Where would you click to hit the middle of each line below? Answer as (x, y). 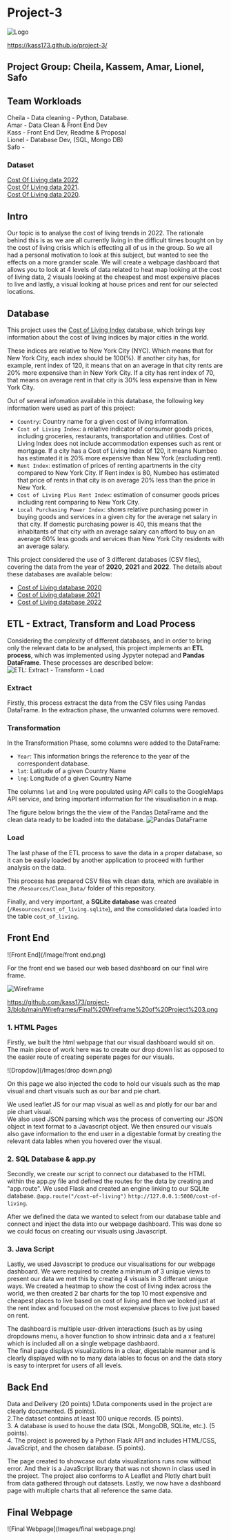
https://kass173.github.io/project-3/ (57, 45)
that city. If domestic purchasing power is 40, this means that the (109, 524)
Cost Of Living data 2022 (43, 180)
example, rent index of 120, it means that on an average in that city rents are (115, 365)
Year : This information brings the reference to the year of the (103, 757)
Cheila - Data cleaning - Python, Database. (68, 118)
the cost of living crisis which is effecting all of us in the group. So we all (110, 248)
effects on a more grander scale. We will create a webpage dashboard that (113, 262)
